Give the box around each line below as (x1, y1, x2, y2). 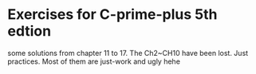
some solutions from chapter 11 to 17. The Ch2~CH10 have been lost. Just (7, 48, 249, 57)
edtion (7, 22, 52, 40)
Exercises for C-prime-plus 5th (7, 6, 218, 24)
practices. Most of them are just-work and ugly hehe (7, 57, 181, 66)
